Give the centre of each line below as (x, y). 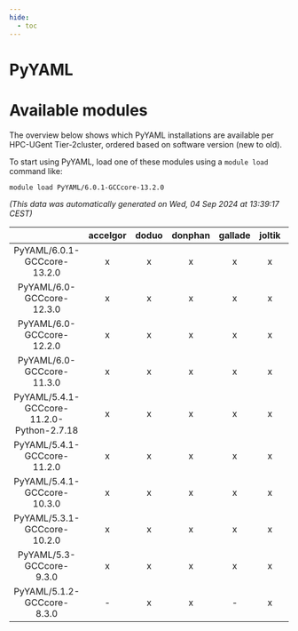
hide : (19, 17)
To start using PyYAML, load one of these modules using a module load (139, 162)
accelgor (107, 235)
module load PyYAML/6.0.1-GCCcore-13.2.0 (87, 188)
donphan (191, 235)
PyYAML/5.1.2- (47, 591)
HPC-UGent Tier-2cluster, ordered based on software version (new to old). (145, 144)
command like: (36, 171)
